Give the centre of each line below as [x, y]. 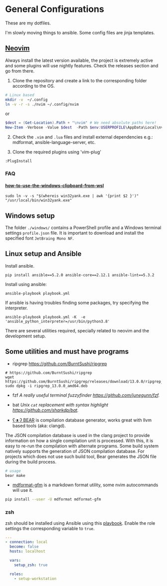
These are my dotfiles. [28, 23]
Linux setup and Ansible [43, 254]
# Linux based [20, 95]
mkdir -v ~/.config [27, 100]
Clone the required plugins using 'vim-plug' [57, 152]
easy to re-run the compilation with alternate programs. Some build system [82, 446]
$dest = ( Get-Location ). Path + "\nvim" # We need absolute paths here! [81, 123]
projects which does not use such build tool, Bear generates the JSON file [81, 456]
